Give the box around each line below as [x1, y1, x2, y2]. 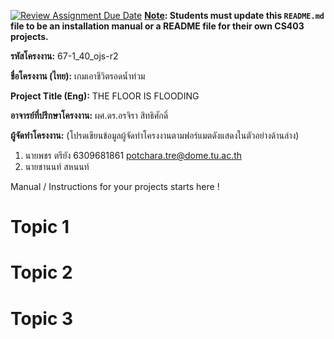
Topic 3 [10, 307, 74, 330]
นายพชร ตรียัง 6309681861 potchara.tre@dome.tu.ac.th [24, 150, 243, 161]
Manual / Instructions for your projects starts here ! [10, 181, 220, 192]
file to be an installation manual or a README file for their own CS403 [10, 20, 305, 32]
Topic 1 [10, 216, 70, 239]
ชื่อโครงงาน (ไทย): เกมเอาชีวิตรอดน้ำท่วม [10, 70, 146, 82]
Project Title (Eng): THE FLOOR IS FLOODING [10, 90, 200, 102]
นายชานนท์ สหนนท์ [24, 161, 90, 172]
